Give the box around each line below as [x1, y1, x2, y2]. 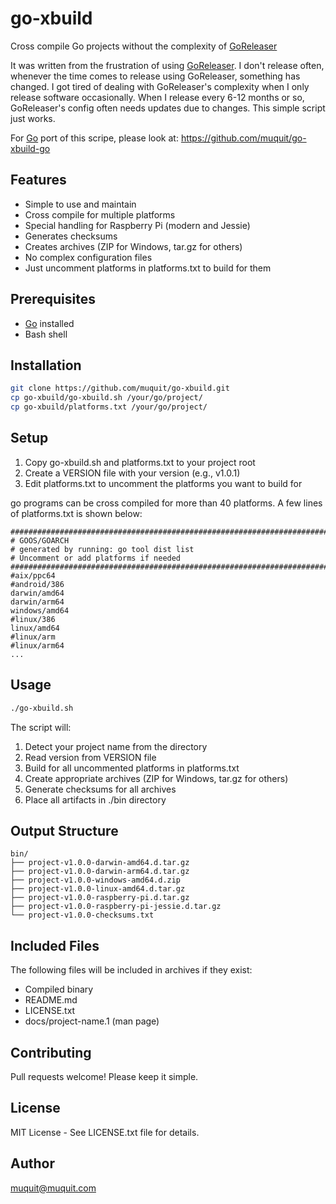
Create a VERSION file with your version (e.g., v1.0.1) [24, 467, 241, 479]
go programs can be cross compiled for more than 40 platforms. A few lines [10, 497, 323, 509]
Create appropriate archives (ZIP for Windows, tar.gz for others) [24, 772, 289, 784]
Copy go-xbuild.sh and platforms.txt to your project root [24, 456, 256, 468]
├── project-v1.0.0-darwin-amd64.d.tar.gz [10, 858, 190, 868]
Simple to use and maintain [24, 198, 137, 210]
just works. [10, 112, 56, 124]
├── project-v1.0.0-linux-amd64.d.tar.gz [10, 884, 186, 894]
